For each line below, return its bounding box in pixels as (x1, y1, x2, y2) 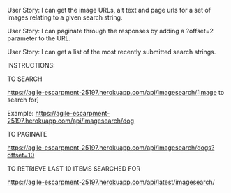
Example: (7, 109, 34, 117)
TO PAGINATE (7, 130, 47, 138)
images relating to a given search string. (7, 13, 123, 22)
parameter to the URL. (7, 34, 71, 43)
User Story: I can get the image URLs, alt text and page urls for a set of (7, 6, 211, 14)
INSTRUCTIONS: (7, 61, 55, 69)
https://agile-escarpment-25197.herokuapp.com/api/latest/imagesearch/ (7, 178, 215, 186)
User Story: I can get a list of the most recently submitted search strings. (7, 48, 216, 56)
